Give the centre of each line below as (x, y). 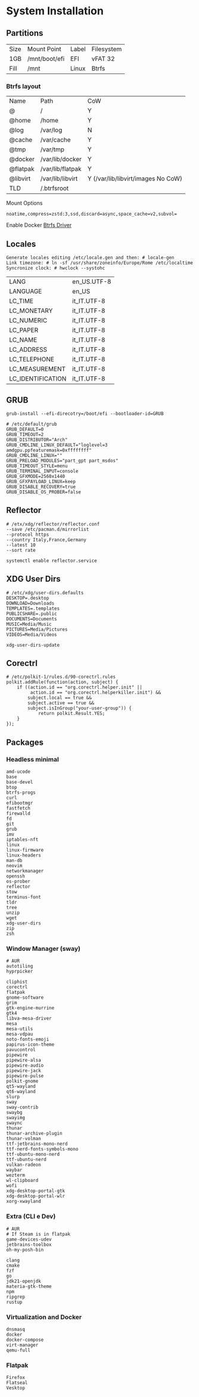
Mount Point (44, 49)
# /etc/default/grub (32, 424)
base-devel (20, 782)
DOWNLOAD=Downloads (30, 603)
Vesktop (16, 1388)
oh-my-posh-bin (25, 1249)
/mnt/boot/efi (46, 59)
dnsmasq (16, 1329)
